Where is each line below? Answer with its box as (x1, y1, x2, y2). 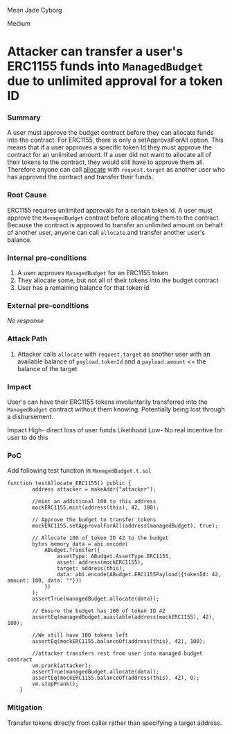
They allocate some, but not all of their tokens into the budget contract (17, 276, 219, 284)
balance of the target (17, 364, 78, 373)
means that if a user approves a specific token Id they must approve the (7, 143, 213, 152)
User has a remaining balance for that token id (17, 284, 150, 292)
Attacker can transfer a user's (7, 44, 184, 60)
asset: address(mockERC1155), (56, 559, 144, 566)
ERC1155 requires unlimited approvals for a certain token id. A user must (7, 206, 213, 214)
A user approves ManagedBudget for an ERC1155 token (17, 269, 168, 277)
